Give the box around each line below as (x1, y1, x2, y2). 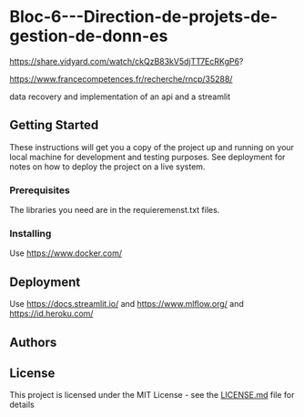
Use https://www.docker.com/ (9, 248, 123, 259)
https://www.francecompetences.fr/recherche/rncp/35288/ (9, 73, 233, 84)
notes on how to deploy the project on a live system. (9, 161, 206, 172)
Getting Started (9, 117, 99, 133)
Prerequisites (9, 184, 70, 197)
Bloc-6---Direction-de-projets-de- (9, 6, 279, 27)
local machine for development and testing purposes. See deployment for (9, 151, 286, 162)
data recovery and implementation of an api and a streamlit (9, 91, 231, 102)
